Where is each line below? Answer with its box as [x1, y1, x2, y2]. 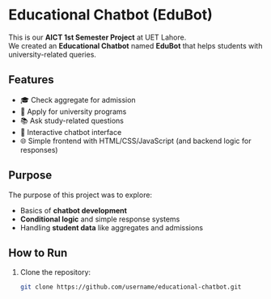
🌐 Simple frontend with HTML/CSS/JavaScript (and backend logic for [19, 136, 252, 145]
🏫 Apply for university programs [19, 107, 127, 116]
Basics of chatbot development [19, 205, 128, 215]
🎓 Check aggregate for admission [19, 95, 136, 104]
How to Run [8, 246, 68, 259]
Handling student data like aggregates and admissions [19, 222, 204, 232]
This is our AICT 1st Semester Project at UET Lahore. [8, 32, 187, 42]
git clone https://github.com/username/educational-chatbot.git [19, 283, 242, 292]
